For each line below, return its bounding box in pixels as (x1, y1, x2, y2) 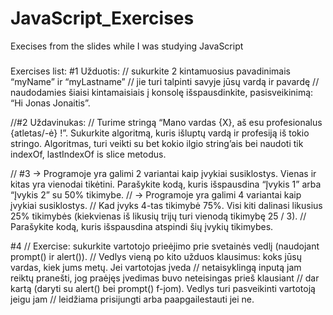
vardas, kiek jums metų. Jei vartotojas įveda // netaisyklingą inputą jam (10, 261, 302, 273)
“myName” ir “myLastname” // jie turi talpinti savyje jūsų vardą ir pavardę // (10, 75, 320, 87)
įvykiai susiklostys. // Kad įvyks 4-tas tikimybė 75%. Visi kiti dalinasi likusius (10, 199, 323, 211)
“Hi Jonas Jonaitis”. (10, 97, 91, 109)
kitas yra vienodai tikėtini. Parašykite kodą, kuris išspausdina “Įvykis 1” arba (10, 178, 322, 190)
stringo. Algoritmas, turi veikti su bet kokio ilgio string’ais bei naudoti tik (10, 137, 304, 149)
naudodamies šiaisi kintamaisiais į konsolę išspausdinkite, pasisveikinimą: (10, 86, 314, 98)
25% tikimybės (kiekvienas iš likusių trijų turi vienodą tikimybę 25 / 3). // (10, 210, 307, 222)
